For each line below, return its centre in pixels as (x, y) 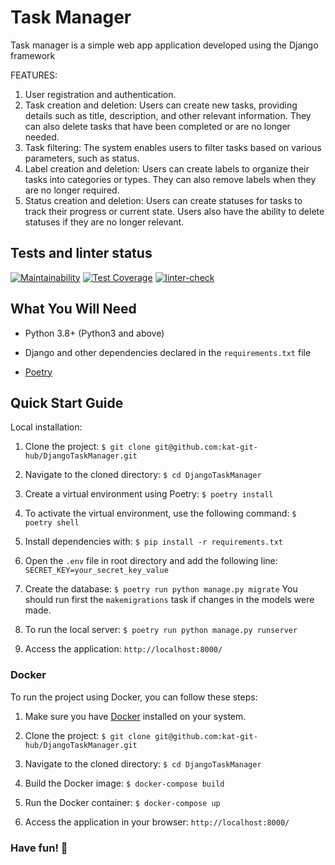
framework (33, 55)
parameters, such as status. (82, 158)
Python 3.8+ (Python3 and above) (94, 333)
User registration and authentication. (100, 94)
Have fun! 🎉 (39, 848)
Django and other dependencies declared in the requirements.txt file (168, 352)
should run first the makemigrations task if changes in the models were (169, 600)
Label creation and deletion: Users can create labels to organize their (167, 168)
